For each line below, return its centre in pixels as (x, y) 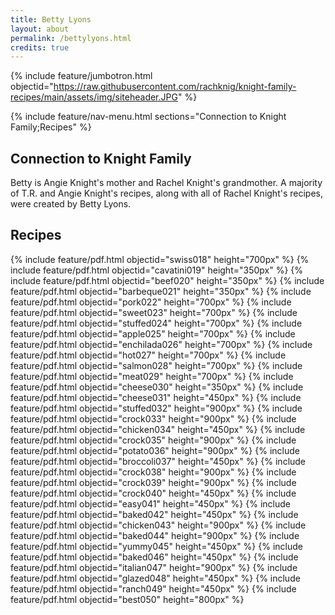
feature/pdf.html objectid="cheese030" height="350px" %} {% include (157, 387)
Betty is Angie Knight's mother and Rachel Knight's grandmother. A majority (166, 183)
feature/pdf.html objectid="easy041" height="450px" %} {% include (150, 503)
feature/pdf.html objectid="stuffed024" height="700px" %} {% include (156, 323)
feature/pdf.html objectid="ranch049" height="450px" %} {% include (153, 588)
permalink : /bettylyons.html (71, 38)
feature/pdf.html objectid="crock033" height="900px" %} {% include (153, 418)
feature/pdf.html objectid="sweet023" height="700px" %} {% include (154, 312)
